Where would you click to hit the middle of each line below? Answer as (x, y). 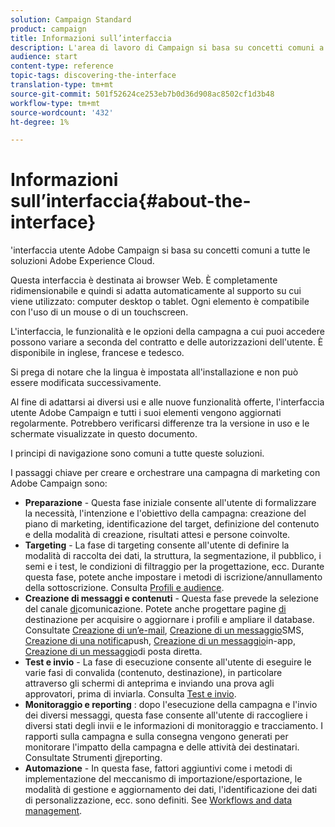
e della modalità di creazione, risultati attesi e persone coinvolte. (157, 535)
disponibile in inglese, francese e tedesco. (97, 353)
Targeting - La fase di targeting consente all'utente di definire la (157, 545)
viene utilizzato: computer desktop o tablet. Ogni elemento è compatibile (160, 302)
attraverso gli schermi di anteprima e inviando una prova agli (149, 683)
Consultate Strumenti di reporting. (93, 758)
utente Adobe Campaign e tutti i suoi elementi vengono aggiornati (146, 413)
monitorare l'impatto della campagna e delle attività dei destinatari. (162, 747)
